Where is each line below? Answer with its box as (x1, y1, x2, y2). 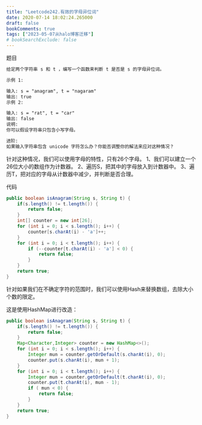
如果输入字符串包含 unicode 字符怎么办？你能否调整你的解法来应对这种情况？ (6, 143, 174, 150)
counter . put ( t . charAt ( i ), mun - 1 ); (28, 380, 120, 386)
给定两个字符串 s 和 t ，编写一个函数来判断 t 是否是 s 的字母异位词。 (6, 66, 165, 72)
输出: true (6, 94, 32, 100)
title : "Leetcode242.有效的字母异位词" (6, 8, 99, 15)
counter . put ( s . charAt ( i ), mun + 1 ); (28, 357, 120, 363)
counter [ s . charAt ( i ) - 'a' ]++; (28, 229, 107, 235)
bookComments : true (6, 25, 55, 32)
